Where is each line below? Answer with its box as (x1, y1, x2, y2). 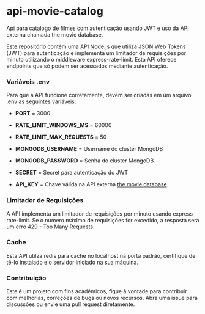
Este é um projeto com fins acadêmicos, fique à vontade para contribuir (6, 288, 187, 295)
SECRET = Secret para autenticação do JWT (15, 169, 129, 177)
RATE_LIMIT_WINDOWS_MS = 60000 (15, 122, 112, 129)
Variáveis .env (6, 78, 50, 86)
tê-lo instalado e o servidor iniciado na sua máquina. (6, 258, 139, 266)
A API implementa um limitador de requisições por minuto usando (6, 210, 172, 217)
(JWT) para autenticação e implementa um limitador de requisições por (6, 49, 187, 56)
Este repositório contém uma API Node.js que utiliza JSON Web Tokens (6, 43, 186, 50)
